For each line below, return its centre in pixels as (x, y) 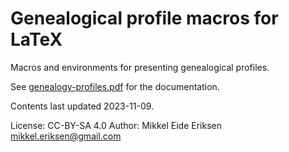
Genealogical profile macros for (144, 18)
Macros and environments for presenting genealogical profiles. (140, 67)
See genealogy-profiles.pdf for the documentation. (115, 86)
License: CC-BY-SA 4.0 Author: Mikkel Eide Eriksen (116, 125)
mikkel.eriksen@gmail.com (66, 136)
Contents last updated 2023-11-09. (82, 106)
